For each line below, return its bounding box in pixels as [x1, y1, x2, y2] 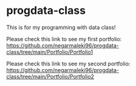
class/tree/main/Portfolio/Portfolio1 [6, 48, 93, 55]
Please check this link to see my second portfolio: [6, 60, 131, 67]
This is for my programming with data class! [6, 24, 117, 31]
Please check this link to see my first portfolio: [6, 35, 122, 42]
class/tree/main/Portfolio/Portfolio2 [6, 73, 95, 80]
